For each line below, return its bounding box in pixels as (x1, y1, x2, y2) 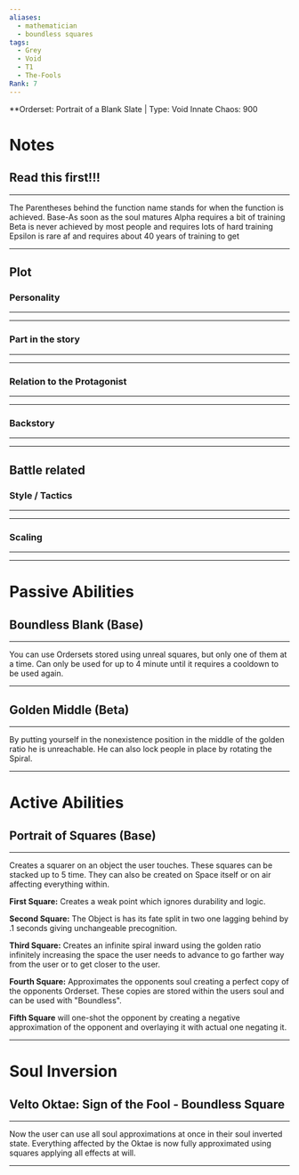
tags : (9, 37, 29, 47)
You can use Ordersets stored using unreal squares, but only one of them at (9, 649, 287, 660)
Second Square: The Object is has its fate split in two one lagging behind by (9, 913, 289, 924)
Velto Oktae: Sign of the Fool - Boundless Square (9, 1097, 285, 1112)
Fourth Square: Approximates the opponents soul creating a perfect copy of (9, 976, 289, 986)
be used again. (9, 669, 64, 679)
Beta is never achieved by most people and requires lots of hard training (9, 221, 274, 231)
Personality (9, 291, 61, 304)
